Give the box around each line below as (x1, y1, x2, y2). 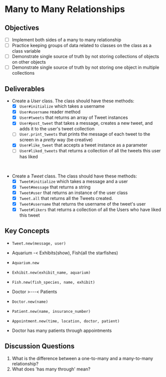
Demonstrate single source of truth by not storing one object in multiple (11, 64, 159, 71)
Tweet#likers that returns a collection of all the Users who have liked (19, 207, 161, 213)
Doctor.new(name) (11, 299, 48, 304)
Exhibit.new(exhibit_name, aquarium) (11, 270, 91, 275)
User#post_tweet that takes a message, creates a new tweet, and (19, 120, 153, 126)
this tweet (19, 212, 40, 218)
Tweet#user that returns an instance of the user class (19, 190, 128, 196)
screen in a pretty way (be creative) (19, 137, 93, 143)
